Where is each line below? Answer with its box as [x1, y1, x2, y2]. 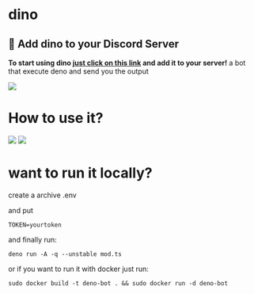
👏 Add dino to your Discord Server [8, 37, 180, 51]
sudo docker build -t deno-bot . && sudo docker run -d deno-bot [8, 279, 228, 287]
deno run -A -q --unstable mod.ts [8, 250, 123, 258]
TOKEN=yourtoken [8, 220, 62, 229]
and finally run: [8, 235, 57, 244]
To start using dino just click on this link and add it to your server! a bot [8, 58, 246, 67]
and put [8, 205, 34, 215]
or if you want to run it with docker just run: [8, 264, 149, 273]
